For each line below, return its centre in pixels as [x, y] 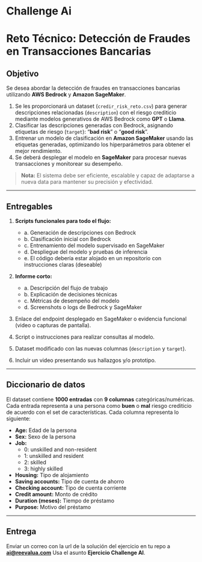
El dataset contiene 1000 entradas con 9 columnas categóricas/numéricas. [100, 399]
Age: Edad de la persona [46, 430]
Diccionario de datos [46, 385]
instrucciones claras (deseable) [63, 264]
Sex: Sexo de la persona [45, 436]
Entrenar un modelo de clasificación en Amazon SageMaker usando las [104, 138]
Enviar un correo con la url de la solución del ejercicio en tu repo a [88, 546]
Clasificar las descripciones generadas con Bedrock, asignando [94, 125]
